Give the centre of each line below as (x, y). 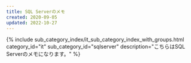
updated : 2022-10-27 (32, 23)
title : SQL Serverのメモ (36, 12)
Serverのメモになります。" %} (43, 54)
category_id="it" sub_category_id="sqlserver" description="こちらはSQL (96, 47)
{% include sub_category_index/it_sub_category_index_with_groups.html (95, 40)
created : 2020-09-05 (32, 17)
